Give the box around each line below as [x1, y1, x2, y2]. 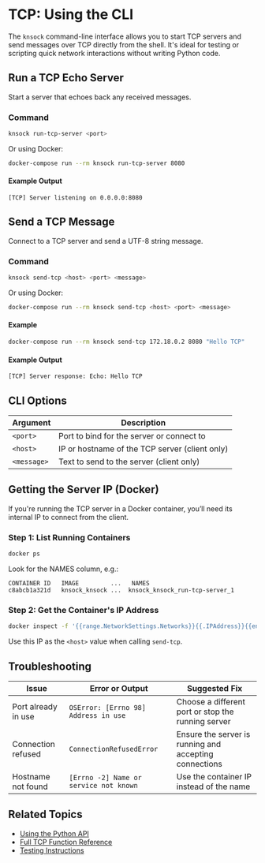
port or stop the [176, 706, 234, 717]
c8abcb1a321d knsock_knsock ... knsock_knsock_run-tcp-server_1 [8, 586, 235, 594]
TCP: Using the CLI [8, 6, 134, 24]
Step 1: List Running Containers [8, 532, 131, 543]
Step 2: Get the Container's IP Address [8, 604, 159, 615]
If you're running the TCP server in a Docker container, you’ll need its [8, 503, 233, 514]
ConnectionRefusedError [69, 744, 159, 753]
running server [176, 715, 231, 727]
